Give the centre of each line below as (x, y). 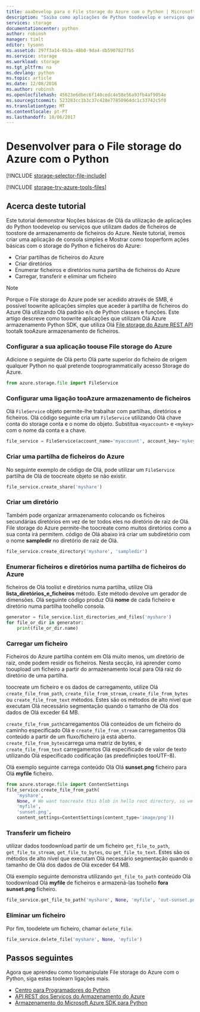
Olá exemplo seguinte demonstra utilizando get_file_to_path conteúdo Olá (99, 877)
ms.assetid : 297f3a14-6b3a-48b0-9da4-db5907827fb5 (70, 51)
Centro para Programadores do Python (62, 990)
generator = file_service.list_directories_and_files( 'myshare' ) (89, 617)
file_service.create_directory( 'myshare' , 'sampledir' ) (77, 551)
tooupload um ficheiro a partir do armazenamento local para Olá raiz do (94, 669)
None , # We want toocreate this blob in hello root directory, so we (105, 801)
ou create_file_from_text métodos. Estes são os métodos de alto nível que (99, 700)
